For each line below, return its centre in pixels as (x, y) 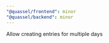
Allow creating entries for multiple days (54, 34)
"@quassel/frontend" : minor (41, 11)
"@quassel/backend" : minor (40, 17)
